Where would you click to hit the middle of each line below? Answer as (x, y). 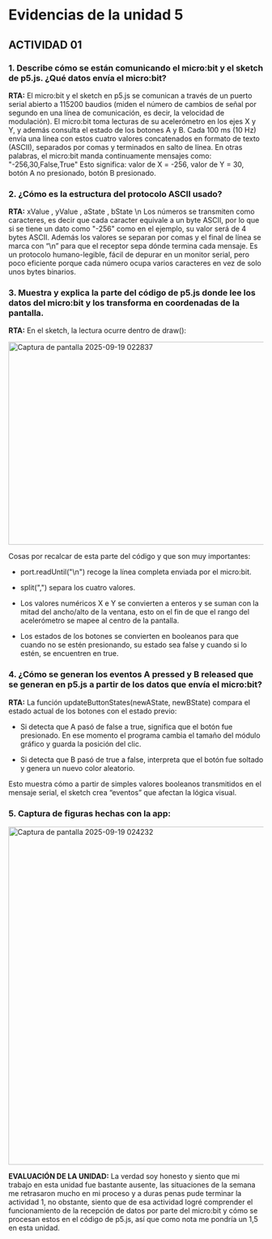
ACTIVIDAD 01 (45, 45)
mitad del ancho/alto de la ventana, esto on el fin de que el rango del (134, 612)
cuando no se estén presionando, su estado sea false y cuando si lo (134, 645)
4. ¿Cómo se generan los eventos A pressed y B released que (131, 675)
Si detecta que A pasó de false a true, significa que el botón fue (126, 726)
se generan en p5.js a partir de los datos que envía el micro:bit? (136, 684)
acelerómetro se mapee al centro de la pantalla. (100, 620)
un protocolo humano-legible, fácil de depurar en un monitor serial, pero (129, 255)
